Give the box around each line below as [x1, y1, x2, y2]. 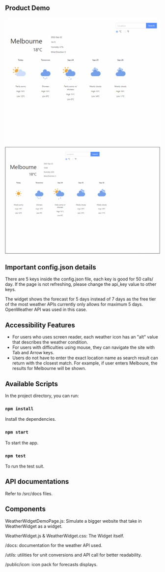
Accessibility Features [5, 321, 75, 329]
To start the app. [5, 439, 39, 445]
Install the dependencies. [5, 416, 56, 422]
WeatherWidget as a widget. [5, 523, 63, 529]
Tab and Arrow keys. [12, 350, 55, 356]
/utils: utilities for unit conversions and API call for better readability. [5, 552, 142, 558]
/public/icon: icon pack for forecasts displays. [5, 561, 98, 567]
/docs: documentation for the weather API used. [5, 542, 103, 548]
